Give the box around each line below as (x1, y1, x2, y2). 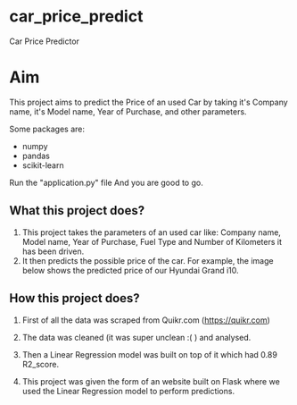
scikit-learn (21, 159, 64, 171)
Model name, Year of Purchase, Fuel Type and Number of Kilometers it (21, 236, 283, 247)
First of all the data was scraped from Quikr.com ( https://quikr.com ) (21, 315, 270, 325)
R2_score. (21, 359, 60, 369)
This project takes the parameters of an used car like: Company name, (21, 226, 281, 238)
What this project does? (9, 203, 145, 218)
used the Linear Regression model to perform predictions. (21, 385, 235, 396)
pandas (21, 150, 51, 161)
